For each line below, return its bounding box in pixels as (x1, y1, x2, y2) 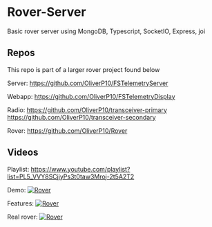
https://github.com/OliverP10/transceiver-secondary (7, 113, 157, 121)
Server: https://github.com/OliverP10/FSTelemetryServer (7, 79, 168, 87)
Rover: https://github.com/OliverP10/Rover (7, 126, 128, 135)
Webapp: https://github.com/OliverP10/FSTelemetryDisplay (7, 92, 175, 100)
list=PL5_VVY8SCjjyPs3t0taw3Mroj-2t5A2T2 (7, 172, 135, 181)
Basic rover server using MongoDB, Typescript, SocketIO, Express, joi (7, 27, 206, 35)
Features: (7, 199, 35, 208)
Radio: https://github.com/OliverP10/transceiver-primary (7, 105, 168, 114)
